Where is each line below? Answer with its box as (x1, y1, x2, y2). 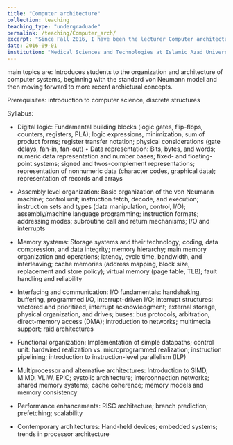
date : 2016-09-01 (7, 42, 58, 49)
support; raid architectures (17, 325, 94, 333)
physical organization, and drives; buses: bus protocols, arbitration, (17, 309, 210, 318)
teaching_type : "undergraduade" (7, 23, 101, 30)
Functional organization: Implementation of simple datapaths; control (17, 338, 214, 346)
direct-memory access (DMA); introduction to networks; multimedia (17, 317, 212, 325)
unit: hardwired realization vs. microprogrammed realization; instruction (17, 345, 222, 354)
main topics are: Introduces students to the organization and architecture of (7, 67, 223, 76)
